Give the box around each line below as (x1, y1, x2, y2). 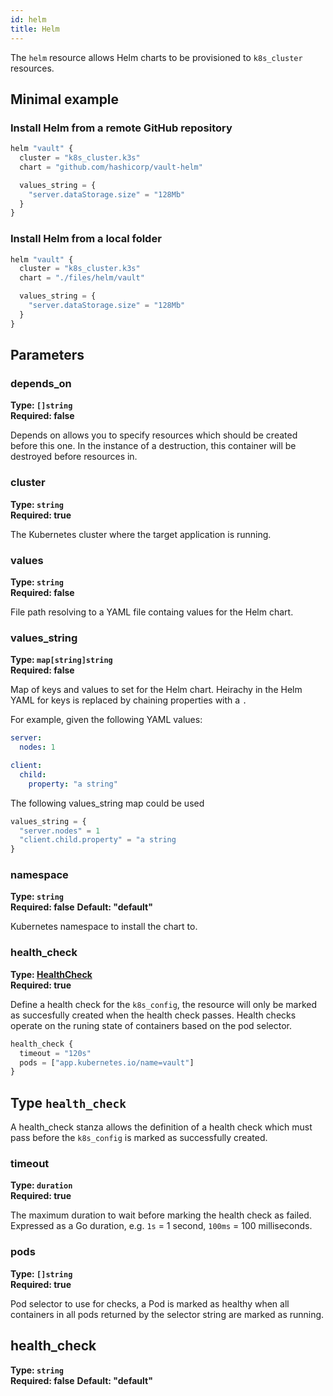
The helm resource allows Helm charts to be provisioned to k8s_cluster (10, 51, 303, 63)
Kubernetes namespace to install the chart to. (10, 921, 198, 933)
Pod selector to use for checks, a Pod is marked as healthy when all (10, 1297, 290, 1310)
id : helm (10, 14, 47, 25)
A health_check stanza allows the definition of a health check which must (10, 1121, 313, 1133)
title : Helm (10, 24, 60, 34)
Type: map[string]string (10, 654, 113, 666)
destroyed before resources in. (10, 451, 138, 463)
